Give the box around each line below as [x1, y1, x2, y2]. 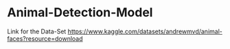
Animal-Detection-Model [7, 5, 153, 20]
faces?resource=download [7, 34, 84, 42]
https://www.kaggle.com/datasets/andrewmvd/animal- [67, 27, 223, 35]
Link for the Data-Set [7, 27, 67, 35]
